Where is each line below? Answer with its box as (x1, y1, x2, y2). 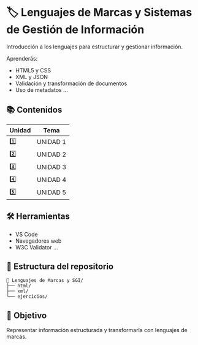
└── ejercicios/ (6, 294, 48, 300)
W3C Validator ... (15, 243, 58, 251)
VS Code (15, 230, 38, 238)
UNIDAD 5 (36, 188, 66, 197)
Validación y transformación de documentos (15, 80, 128, 87)
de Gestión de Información (6, 23, 145, 37)
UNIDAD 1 (36, 138, 66, 146)
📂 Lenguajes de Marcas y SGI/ (6, 278, 84, 284)
